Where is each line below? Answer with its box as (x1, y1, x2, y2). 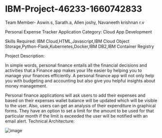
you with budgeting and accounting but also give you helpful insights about (5, 78, 156, 84)
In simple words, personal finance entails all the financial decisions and (5, 62, 147, 68)
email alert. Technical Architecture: (5, 118, 75, 124)
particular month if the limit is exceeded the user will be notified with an (5, 113, 148, 119)
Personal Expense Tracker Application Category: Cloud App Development (5, 29, 152, 34)
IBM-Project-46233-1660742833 (5, 3, 142, 15)
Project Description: (5, 52, 45, 59)
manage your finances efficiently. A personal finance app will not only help (5, 72, 154, 78)
